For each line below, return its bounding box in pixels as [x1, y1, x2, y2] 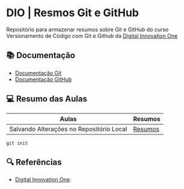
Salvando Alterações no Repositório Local [9, 125, 127, 133]
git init [6, 140, 28, 146]
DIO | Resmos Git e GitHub [6, 6, 140, 20]
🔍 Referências [6, 157, 62, 167]
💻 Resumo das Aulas [6, 94, 87, 104]
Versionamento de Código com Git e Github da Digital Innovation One [6, 32, 178, 39]
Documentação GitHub [14, 76, 72, 83]
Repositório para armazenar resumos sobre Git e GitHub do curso [6, 26, 169, 33]
